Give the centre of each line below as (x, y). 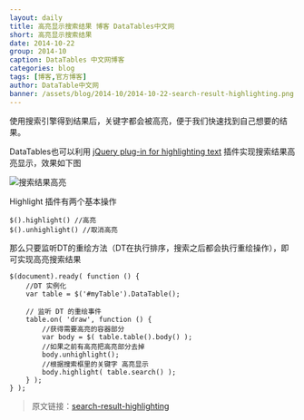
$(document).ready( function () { (75, 276)
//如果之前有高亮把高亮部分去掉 (93, 347)
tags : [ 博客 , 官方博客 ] (48, 77)
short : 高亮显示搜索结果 (51, 34)
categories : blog (42, 69)
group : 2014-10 (38, 52)
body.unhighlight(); (81, 355)
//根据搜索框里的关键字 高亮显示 (96, 364)
